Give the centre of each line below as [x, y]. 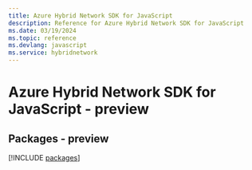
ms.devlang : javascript [48, 45]
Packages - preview [59, 138]
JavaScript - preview [79, 109]
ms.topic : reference [43, 38]
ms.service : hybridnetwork [53, 53]
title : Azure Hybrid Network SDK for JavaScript [91, 16]
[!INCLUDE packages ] [44, 158]
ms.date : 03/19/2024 [43, 30]
